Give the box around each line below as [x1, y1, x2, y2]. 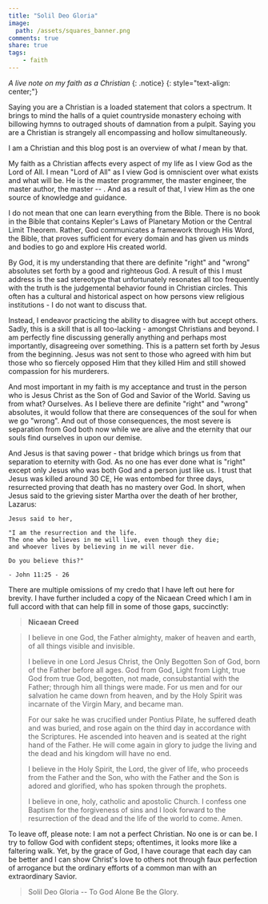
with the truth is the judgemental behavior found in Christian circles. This [8, 283, 248, 293]
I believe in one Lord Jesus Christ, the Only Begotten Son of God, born [27, 656, 261, 666]
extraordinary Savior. [8, 871, 78, 881]
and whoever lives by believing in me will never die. [8, 543, 195, 551]
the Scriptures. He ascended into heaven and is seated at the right [27, 731, 247, 741]
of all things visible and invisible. [27, 641, 135, 651]
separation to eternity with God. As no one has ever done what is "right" [8, 456, 246, 466]
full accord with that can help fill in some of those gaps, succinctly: [8, 601, 230, 611]
